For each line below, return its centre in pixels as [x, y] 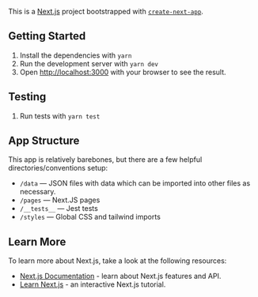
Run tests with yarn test [60, 116]
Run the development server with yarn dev [89, 63]
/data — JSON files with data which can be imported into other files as [135, 183]
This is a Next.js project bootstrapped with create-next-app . [106, 11]
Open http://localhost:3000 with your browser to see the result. [123, 72]
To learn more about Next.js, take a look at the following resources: [118, 261]
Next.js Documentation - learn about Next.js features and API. [120, 276]
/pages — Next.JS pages [60, 200]
